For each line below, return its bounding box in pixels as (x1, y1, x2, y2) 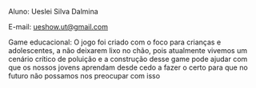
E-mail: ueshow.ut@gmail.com (8, 22, 109, 31)
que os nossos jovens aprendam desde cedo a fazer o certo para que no (8, 63, 248, 72)
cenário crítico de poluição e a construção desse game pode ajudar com (8, 55, 248, 63)
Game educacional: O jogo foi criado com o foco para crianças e (8, 37, 222, 47)
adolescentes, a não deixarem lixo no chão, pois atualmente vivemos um (8, 46, 248, 55)
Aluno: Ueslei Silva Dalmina (8, 7, 98, 16)
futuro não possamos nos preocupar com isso (8, 71, 161, 80)
